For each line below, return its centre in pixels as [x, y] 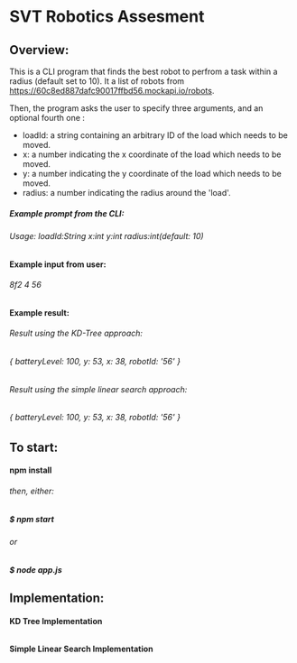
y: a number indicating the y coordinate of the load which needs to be [152, 174]
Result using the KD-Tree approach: [76, 333]
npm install [31, 470]
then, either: [32, 491]
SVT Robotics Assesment [107, 17]
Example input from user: [58, 264]
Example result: [39, 312]
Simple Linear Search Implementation [81, 649]
